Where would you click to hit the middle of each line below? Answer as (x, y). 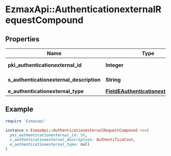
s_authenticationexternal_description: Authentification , (73, 140)
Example (19, 109)
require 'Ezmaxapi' (26, 121)
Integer (115, 65)
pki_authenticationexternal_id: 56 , (49, 135)
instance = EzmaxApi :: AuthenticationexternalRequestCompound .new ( (77, 130)
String (113, 80)
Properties (22, 39)
